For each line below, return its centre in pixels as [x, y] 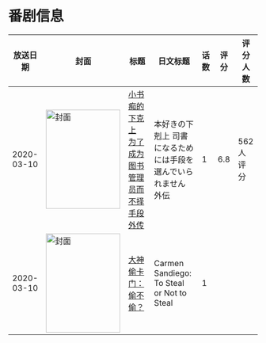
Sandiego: [173, 272]
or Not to [171, 292]
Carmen [169, 263]
